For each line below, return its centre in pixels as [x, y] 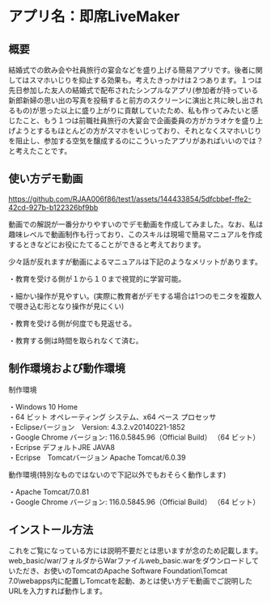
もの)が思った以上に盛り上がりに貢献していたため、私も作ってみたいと [133, 110]
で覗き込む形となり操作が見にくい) [66, 306]
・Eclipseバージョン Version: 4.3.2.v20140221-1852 [97, 427]
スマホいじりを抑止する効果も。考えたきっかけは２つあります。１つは [146, 80]
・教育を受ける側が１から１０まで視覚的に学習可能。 [97, 278]
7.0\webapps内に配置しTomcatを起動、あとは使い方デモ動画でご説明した [131, 581]
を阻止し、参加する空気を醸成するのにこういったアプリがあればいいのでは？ [136, 141]
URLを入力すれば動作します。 [57, 591]
